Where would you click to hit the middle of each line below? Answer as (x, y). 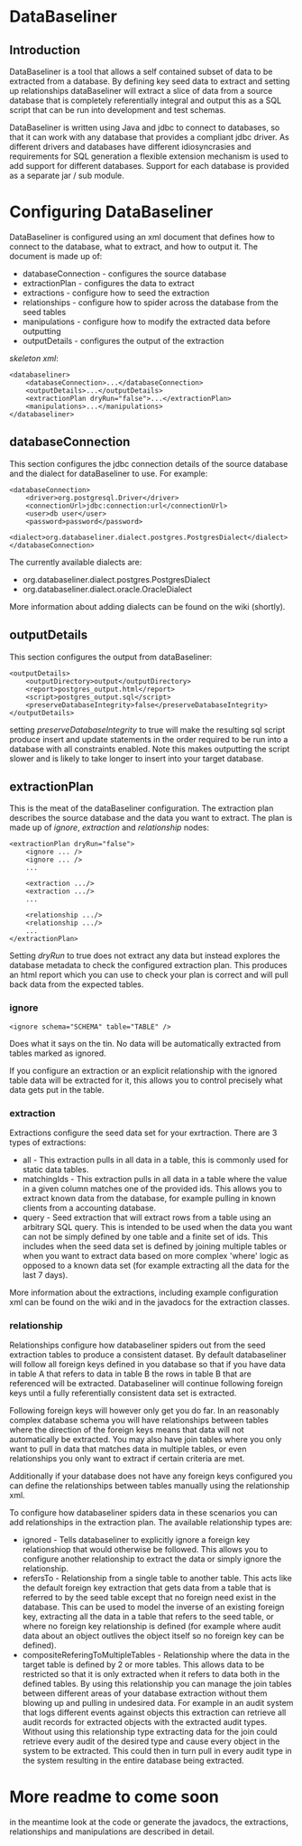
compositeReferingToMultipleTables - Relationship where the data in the (156, 1655)
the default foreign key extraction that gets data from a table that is (147, 1588)
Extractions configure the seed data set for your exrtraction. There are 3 (143, 1133)
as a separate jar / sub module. (67, 175)
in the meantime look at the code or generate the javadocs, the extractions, (149, 1823)
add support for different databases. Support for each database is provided (150, 166)
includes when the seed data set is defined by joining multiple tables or (154, 1246)
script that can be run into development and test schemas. (118, 110)
